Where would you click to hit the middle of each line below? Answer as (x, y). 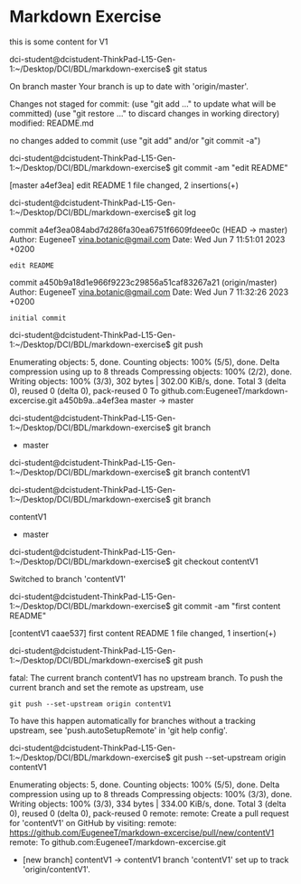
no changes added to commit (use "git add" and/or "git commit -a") (135, 140)
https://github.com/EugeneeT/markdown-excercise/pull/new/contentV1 (142, 832)
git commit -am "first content (227, 606)
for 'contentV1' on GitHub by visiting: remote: (93, 823)
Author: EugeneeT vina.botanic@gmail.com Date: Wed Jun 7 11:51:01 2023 (147, 239)
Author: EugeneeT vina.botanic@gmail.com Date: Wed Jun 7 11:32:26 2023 (149, 292)
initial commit (38, 318)
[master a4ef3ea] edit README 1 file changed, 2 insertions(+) (124, 185)
